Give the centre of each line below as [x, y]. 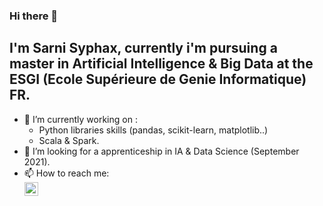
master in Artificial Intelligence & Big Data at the [161, 64]
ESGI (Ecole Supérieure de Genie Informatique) [158, 79]
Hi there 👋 [34, 16]
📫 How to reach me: [66, 173]
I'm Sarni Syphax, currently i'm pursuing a [143, 48]
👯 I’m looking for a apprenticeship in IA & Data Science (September [161, 151]
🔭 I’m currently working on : [80, 119]
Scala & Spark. [69, 140]
